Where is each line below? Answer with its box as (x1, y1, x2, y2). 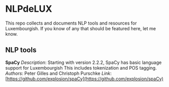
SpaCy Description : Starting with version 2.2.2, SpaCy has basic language (5, 59, 162, 66)
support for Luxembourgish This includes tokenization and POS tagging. (5, 64, 157, 71)
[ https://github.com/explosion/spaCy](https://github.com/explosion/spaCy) (5, 75, 164, 82)
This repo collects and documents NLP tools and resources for (5, 20, 137, 26)
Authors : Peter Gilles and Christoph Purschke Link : (5, 70, 112, 76)
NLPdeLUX (5, 3, 53, 15)
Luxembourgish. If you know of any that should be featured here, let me (5, 25, 156, 31)
